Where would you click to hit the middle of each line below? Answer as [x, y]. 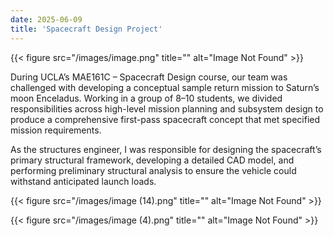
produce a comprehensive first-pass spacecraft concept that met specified [165, 119]
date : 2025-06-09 [46, 19]
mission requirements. [56, 130]
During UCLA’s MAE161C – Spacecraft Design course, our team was [149, 77]
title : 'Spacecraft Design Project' [86, 29]
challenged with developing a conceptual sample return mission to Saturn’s [165, 87]
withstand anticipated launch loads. [83, 181]
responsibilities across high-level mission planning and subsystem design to [167, 108]
